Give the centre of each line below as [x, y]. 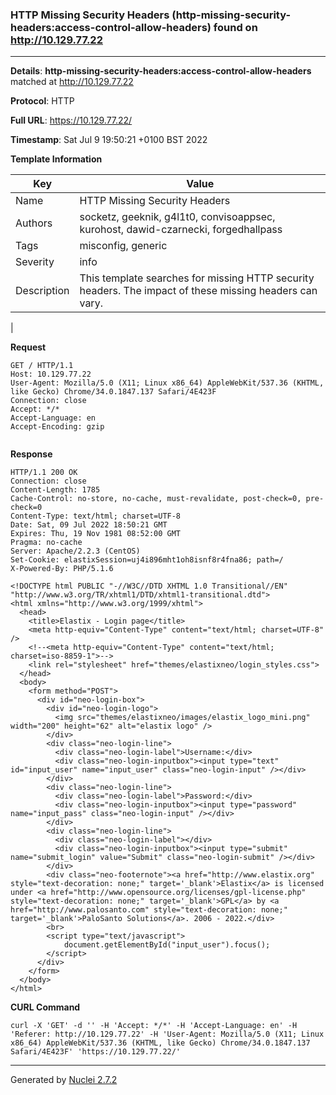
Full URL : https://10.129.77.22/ [71, 120]
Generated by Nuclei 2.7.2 [64, 1080]
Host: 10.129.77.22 [51, 374]
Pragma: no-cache [46, 543]
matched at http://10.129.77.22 [72, 82]
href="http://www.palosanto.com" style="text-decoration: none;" [149, 910]
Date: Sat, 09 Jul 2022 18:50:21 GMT [89, 525]
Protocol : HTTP [42, 101]
